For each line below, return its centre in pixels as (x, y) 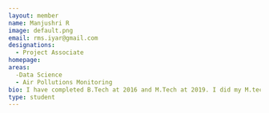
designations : (32, 45)
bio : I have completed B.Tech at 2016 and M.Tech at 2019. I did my (125, 90)
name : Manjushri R (39, 23)
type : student (32, 97)
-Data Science (39, 75)
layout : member (34, 16)
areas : (19, 68)
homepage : (25, 60)
